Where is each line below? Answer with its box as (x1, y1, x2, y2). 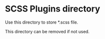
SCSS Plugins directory (5, 3, 100, 14)
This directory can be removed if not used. (5, 28, 90, 34)
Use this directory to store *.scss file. (5, 19, 79, 25)
